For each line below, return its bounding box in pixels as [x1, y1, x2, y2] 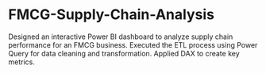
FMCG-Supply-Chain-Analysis [8, 6, 214, 24]
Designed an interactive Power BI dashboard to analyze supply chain [8, 32, 233, 41]
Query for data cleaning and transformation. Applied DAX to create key [8, 48, 240, 58]
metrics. [8, 57, 36, 67]
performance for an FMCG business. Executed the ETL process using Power [8, 40, 258, 49]
